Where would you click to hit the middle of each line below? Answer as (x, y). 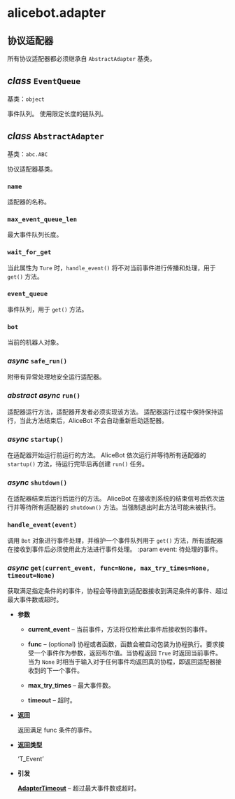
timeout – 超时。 (52, 700)
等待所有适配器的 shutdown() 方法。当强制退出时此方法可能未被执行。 (120, 507)
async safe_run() (37, 361)
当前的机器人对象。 (35, 342)
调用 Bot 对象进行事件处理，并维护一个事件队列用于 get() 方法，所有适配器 (115, 540)
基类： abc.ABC (28, 154)
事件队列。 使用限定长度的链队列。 (57, 113)
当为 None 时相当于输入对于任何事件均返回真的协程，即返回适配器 (122, 661)
